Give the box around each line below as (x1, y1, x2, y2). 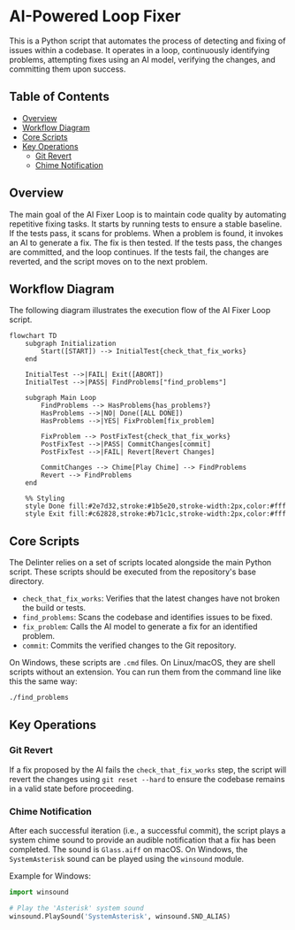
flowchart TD (9, 332, 57, 341)
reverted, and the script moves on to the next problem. (9, 256, 208, 266)
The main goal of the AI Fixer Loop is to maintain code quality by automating (9, 209, 287, 219)
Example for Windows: (9, 871, 91, 881)
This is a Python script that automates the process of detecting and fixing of (9, 35, 286, 46)
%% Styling (25, 494, 65, 503)
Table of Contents (9, 89, 110, 104)
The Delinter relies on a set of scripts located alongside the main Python (9, 557, 272, 568)
